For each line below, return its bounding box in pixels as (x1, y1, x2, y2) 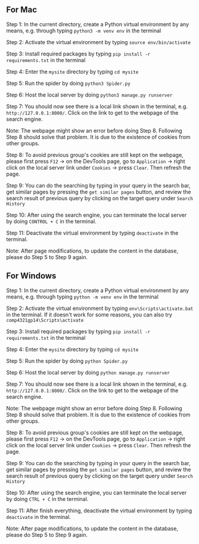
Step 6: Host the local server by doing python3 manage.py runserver (6, 91, 173, 98)
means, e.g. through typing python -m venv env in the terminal (6, 293, 159, 300)
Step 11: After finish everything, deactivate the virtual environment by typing (6, 507, 192, 514)
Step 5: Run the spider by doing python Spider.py (6, 357, 128, 364)
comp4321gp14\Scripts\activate (6, 317, 84, 323)
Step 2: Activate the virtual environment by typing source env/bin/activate (6, 38, 191, 45)
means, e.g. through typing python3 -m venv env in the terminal (6, 27, 161, 34)
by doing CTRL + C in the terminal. (6, 495, 89, 502)
